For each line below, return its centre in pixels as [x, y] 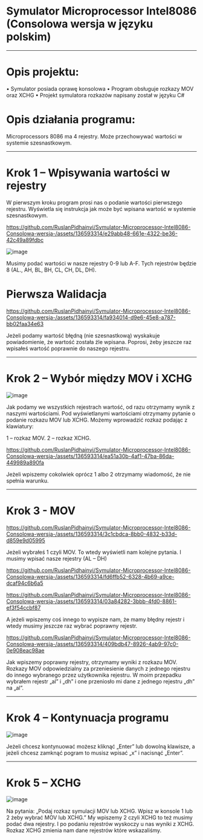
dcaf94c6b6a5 [25, 583]
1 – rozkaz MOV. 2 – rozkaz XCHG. [49, 438]
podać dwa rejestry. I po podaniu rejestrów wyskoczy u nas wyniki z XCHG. [100, 824]
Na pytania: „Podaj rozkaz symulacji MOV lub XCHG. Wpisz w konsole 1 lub [100, 811]
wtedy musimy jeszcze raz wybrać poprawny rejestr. [72, 626]
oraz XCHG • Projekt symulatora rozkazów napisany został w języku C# [95, 95]
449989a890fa [25, 462]
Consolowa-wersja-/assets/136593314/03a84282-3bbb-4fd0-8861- [92, 601]
